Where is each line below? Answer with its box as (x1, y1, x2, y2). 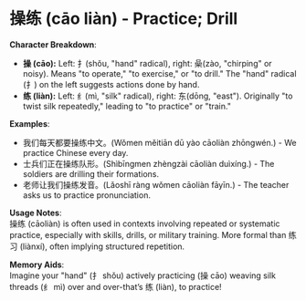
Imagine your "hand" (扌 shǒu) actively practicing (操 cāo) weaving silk (9, 270, 277, 281)
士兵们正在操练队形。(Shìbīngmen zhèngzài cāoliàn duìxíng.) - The (22, 158, 275, 169)
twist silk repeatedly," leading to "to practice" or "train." (22, 100, 231, 111)
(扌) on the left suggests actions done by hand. (22, 78, 200, 89)
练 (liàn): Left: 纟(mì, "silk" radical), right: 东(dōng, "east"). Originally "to (22, 90, 293, 101)
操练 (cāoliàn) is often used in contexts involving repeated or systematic (9, 218, 280, 229)
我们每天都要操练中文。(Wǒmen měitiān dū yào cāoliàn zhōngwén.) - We (22, 137, 297, 148)
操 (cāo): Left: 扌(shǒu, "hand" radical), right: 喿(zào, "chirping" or (22, 57, 272, 68)
